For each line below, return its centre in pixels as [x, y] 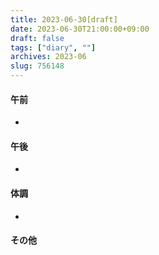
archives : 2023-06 [48, 57]
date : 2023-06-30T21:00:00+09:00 [80, 29]
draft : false [37, 38]
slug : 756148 [37, 66]
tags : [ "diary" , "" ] [53, 47]
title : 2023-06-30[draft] [64, 19]
